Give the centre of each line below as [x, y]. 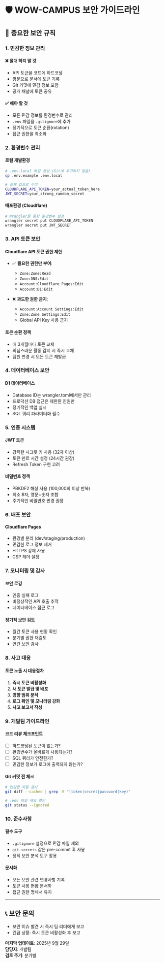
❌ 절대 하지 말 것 [21, 61]
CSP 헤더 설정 [26, 557]
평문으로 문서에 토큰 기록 [36, 79]
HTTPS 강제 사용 [28, 551]
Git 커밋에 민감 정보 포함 [35, 85]
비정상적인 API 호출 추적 [35, 601]
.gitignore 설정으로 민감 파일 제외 [45, 843]
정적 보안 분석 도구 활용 [35, 856]
